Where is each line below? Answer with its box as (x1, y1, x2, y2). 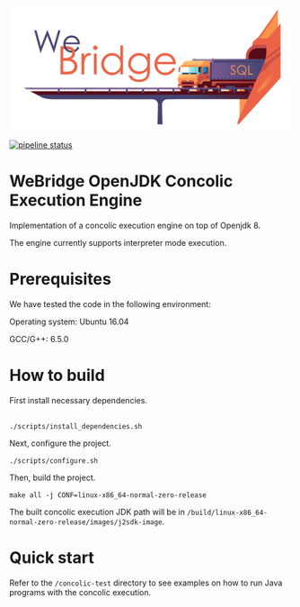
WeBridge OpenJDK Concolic (9, 171, 234, 192)
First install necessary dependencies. (9, 394, 148, 405)
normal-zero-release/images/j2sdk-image (9, 518, 163, 527)
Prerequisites (9, 269, 112, 290)
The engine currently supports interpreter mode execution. (9, 237, 227, 248)
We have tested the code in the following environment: (9, 298, 211, 309)
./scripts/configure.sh (9, 457, 99, 466)
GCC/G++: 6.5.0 (9, 333, 69, 344)
